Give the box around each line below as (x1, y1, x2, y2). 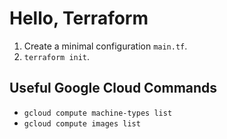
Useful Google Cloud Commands (9, 80, 218, 97)
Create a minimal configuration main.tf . (23, 40, 188, 52)
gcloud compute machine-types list (23, 108, 173, 118)
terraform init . (23, 50, 91, 62)
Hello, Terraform (9, 7, 149, 30)
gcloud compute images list (23, 118, 141, 129)
